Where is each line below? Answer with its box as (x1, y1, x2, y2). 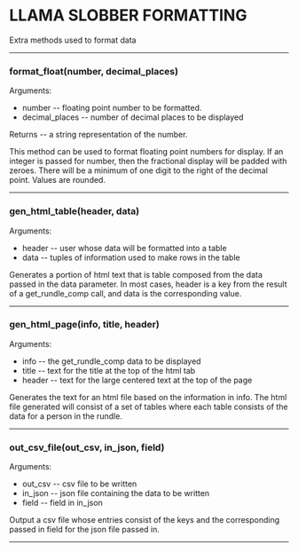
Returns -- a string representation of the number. (9, 130, 188, 140)
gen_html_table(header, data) (9, 205, 140, 217)
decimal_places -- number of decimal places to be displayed (21, 112, 244, 122)
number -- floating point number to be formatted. (21, 103, 202, 114)
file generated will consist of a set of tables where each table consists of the (9, 401, 288, 412)
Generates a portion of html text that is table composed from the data (9, 269, 263, 280)
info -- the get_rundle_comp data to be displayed (21, 356, 201, 367)
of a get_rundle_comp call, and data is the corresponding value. (9, 288, 242, 298)
